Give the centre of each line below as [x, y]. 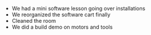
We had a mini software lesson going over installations [78, 8]
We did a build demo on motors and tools [62, 27]
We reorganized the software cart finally [61, 15]
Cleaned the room [34, 21]
